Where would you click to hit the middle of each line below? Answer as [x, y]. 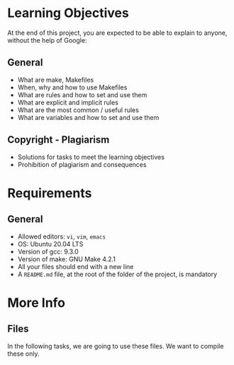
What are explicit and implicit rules [68, 102]
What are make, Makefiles [56, 80]
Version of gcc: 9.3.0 [48, 251]
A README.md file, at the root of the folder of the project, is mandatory [117, 274]
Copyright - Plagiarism [58, 140]
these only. [23, 354]
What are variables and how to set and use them [88, 117]
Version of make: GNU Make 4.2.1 [66, 259]
